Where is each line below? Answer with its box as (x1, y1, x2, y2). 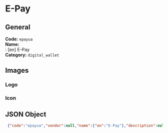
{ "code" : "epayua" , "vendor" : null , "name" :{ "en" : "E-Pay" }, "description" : (7, 123, 157, 129)
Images (5, 66, 29, 75)
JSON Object (5, 110, 46, 119)
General (5, 23, 31, 31)
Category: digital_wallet (5, 52, 59, 58)
